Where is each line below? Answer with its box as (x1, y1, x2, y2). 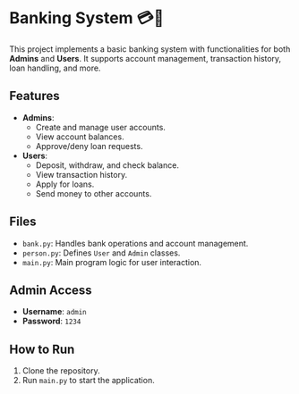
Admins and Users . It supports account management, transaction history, (9, 53, 282, 63)
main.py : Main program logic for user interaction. (21, 256, 202, 267)
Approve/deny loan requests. (35, 140, 143, 151)
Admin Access (9, 282, 92, 298)
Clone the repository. (21, 365, 100, 376)
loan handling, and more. (9, 63, 101, 73)
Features (9, 88, 60, 104)
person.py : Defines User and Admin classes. (21, 247, 181, 258)
